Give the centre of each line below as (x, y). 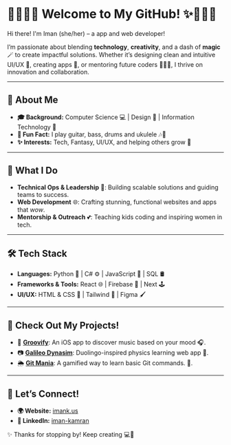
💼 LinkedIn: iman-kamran (53, 421)
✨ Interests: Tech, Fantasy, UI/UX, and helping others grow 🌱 (104, 142)
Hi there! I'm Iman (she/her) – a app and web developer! (86, 33)
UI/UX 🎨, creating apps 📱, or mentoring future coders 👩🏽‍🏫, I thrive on (105, 64)
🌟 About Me (33, 100)
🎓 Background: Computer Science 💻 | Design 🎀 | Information (106, 117)
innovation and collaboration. (48, 72)
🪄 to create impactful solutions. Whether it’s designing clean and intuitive (111, 54)
